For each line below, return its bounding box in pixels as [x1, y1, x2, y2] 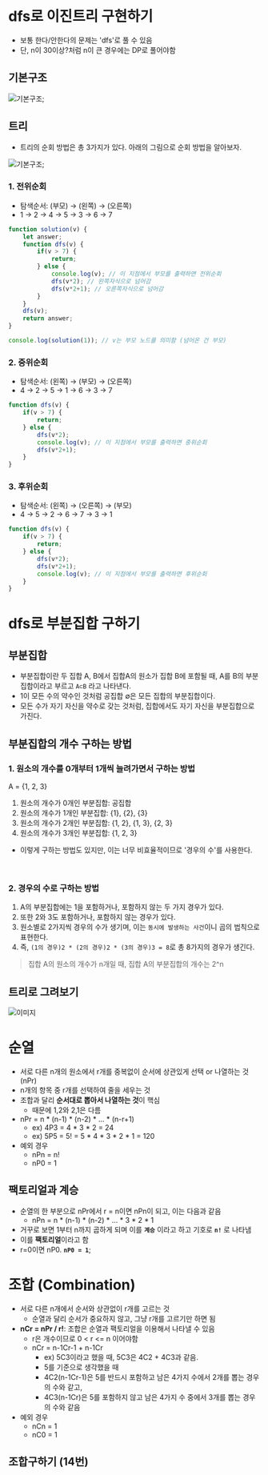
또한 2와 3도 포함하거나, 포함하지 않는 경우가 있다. [19, 912, 176, 922]
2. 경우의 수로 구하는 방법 [8, 882, 100, 893]
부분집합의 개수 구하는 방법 [8, 737, 132, 751]
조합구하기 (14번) [8, 1455, 89, 1469]
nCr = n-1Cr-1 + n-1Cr [31, 1342, 104, 1353]
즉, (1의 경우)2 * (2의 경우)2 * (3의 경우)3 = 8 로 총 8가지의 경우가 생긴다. [19, 942, 255, 952]
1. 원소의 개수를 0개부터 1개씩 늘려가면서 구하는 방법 [8, 763, 196, 774]
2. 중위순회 [8, 357, 49, 368]
